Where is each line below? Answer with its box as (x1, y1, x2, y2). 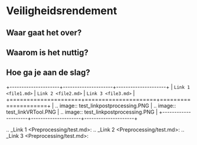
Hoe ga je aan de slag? (6, 68, 90, 78)
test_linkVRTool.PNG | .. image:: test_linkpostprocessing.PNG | (6, 108, 158, 116)
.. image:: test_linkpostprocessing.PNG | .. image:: (55, 102, 176, 109)
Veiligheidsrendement (6, 4, 117, 18)
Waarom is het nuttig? (6, 47, 88, 57)
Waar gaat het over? (6, 28, 82, 38)
